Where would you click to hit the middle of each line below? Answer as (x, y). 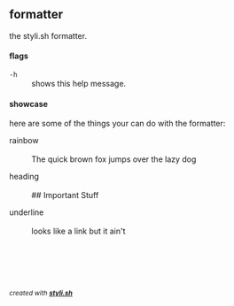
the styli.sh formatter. (48, 35)
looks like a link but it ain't (78, 231)
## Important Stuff (65, 195)
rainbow (24, 141)
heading (24, 177)
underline (27, 212)
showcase (29, 103)
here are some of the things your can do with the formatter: (117, 124)
